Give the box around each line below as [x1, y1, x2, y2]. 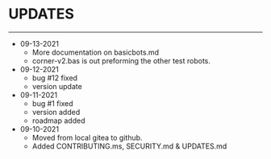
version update [31, 81, 82, 91]
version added [31, 107, 81, 116]
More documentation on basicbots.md [31, 47, 160, 57]
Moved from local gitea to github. [31, 132, 143, 142]
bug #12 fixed [31, 73, 78, 83]
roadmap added [31, 116, 85, 125]
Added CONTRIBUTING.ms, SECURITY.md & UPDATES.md [31, 141, 227, 151]
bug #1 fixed [31, 98, 74, 108]
